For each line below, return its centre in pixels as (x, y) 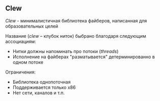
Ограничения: (20, 72)
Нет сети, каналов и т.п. (38, 93)
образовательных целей (32, 26)
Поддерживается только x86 (44, 87)
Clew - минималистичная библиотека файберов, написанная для (76, 20)
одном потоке (28, 62)
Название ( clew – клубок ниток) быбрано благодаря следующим (76, 36)
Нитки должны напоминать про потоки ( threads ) (65, 51)
